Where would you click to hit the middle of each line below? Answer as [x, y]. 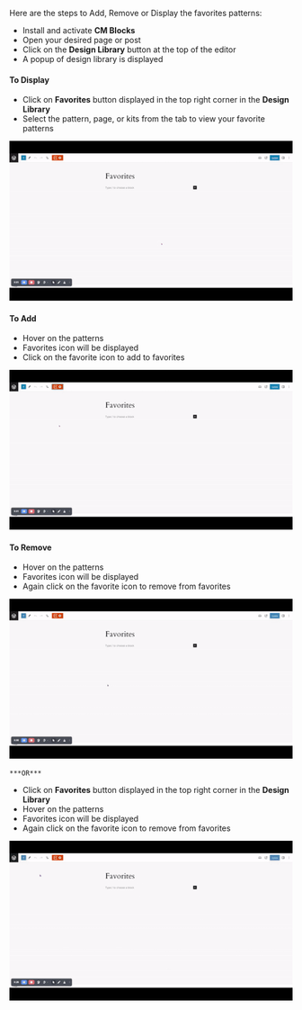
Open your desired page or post [81, 40]
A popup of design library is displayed [93, 59]
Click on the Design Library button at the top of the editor [129, 50]
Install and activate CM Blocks [79, 30]
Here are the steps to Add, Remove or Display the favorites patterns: [136, 13]
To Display [29, 79]
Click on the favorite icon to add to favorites [103, 357]
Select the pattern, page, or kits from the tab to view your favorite [143, 119]
